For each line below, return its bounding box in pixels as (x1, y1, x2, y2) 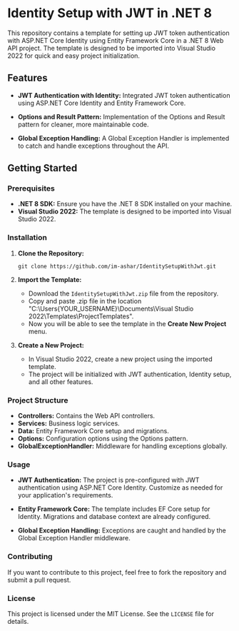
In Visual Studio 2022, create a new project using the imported (28, 355, 213, 363)
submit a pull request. (7, 575, 71, 584)
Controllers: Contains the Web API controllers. (17, 412, 156, 420)
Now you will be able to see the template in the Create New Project (28, 319, 227, 328)
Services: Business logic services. (17, 419, 120, 428)
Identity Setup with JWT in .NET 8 (7, 5, 213, 21)
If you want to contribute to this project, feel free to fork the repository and (7, 567, 227, 576)
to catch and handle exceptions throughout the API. (17, 141, 170, 150)
